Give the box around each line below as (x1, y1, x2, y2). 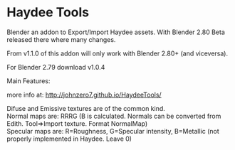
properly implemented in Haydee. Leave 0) (6, 134, 132, 143)
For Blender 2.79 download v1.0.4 (6, 63, 105, 71)
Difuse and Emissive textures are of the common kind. (6, 104, 165, 112)
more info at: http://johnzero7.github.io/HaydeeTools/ (6, 90, 162, 99)
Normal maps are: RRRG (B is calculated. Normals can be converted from (6, 112, 221, 120)
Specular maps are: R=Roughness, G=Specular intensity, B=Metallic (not (6, 127, 220, 135)
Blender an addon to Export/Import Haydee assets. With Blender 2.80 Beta (6, 28, 226, 36)
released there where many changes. (6, 35, 116, 43)
